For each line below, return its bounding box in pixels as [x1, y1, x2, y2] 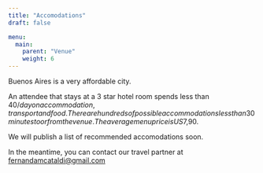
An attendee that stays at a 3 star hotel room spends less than [8, 92, 210, 101]
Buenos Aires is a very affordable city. [8, 76, 131, 86]
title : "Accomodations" [8, 11, 87, 20]
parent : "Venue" [22, 48, 76, 56]
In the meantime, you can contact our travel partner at [8, 147, 183, 156]
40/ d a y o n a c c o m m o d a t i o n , [8, 100, 96, 109]
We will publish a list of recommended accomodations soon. [8, 132, 204, 142]
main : [15, 40, 34, 48]
